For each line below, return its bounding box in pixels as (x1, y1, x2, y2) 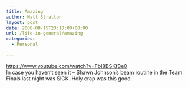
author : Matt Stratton (6, 14, 62, 20)
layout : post (6, 19, 38, 25)
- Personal (11, 42, 38, 48)
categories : (6, 36, 35, 42)
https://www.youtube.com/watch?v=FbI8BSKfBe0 (6, 62, 128, 69)
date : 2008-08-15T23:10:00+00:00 (6, 25, 88, 31)
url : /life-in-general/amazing (6, 31, 83, 36)
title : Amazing (6, 8, 44, 15)
